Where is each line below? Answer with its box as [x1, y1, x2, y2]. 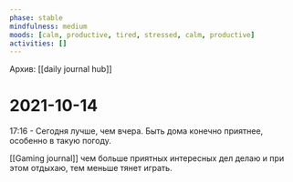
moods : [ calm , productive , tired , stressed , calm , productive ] [9, 30, 256, 39]
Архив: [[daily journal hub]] [9, 64, 112, 75]
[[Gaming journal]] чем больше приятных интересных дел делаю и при [9, 153, 285, 164]
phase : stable [9, 13, 64, 23]
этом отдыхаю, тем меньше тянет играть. [9, 163, 173, 174]
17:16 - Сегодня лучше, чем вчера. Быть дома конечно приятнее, [9, 126, 264, 136]
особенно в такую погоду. [9, 136, 111, 147]
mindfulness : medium [9, 22, 89, 31]
